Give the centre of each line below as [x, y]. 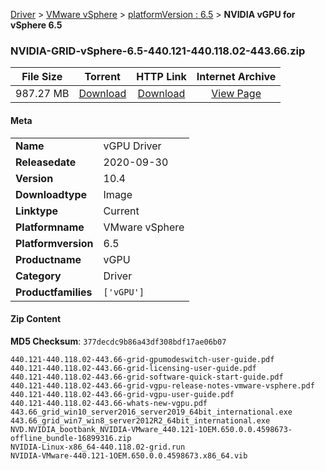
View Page [236, 94]
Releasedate [46, 162]
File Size [42, 77]
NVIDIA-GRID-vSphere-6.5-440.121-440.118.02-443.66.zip [158, 51]
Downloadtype [51, 194]
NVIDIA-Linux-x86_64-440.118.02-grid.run [98, 447]
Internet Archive [236, 77]
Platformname [50, 227]
